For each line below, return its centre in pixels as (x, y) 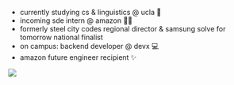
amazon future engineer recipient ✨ (78, 57)
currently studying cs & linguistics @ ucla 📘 (90, 12)
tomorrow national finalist (61, 37)
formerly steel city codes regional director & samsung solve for (123, 29)
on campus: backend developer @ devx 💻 (89, 46)
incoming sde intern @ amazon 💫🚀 (76, 20)
